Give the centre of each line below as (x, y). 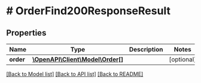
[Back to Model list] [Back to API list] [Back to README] (75, 74)
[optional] (183, 59)
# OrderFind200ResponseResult (88, 11)
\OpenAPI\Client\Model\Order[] (78, 59)
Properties (26, 33)
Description (146, 50)
